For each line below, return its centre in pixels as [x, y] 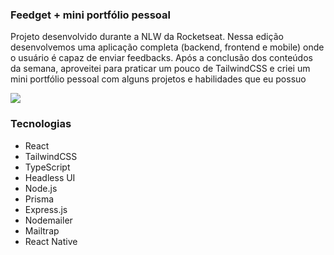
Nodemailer [48, 220]
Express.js [46, 209]
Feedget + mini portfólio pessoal [90, 15]
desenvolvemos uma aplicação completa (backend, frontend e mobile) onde [167, 47]
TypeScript [47, 167]
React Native [51, 241]
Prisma [39, 199]
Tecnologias [41, 124]
